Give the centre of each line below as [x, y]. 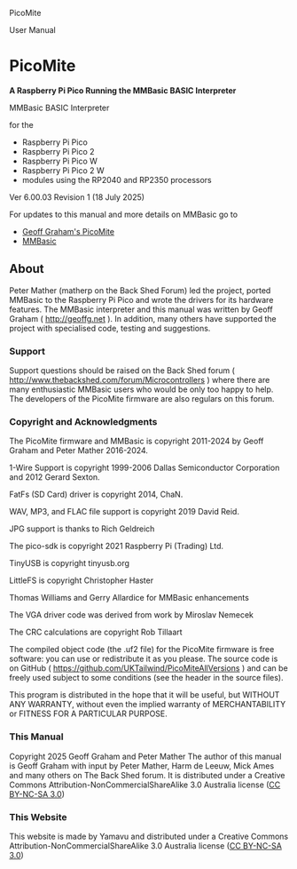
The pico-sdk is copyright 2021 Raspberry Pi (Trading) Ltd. [117, 546]
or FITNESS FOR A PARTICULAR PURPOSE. [89, 714]
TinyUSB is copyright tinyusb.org [70, 563]
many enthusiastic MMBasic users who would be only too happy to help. [141, 389]
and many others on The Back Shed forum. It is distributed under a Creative [147, 775]
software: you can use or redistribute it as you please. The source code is [144, 659]
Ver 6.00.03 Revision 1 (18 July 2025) [77, 197]
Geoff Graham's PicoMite [68, 231]
